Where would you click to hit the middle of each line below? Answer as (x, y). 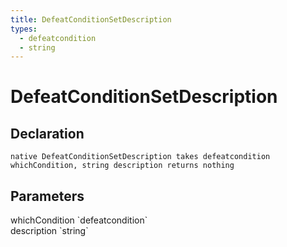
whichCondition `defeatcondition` (79, 220)
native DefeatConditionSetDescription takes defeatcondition (140, 157)
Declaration (47, 133)
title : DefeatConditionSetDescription (91, 19)
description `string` (49, 231)
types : (24, 29)
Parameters (47, 196)
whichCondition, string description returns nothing (122, 166)
